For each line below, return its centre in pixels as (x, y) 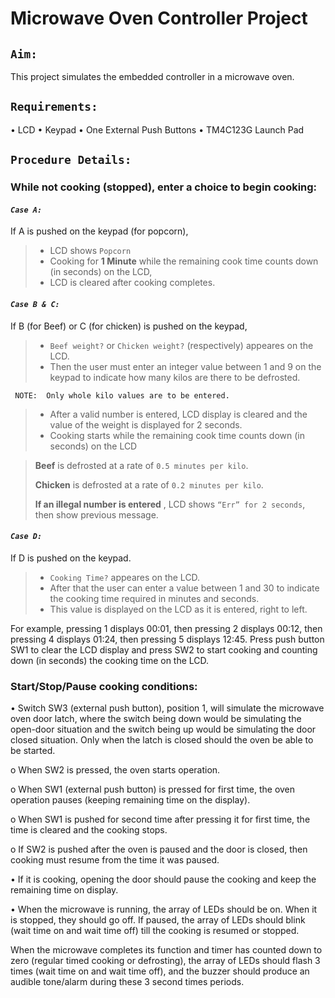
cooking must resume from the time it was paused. (115, 860)
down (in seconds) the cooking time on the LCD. (110, 660)
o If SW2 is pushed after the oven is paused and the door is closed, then (159, 849)
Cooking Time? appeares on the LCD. (125, 577)
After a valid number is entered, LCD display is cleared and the (178, 414)
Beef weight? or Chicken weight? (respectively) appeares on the (181, 345)
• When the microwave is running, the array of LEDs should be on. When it (164, 909)
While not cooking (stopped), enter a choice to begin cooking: (164, 187)
